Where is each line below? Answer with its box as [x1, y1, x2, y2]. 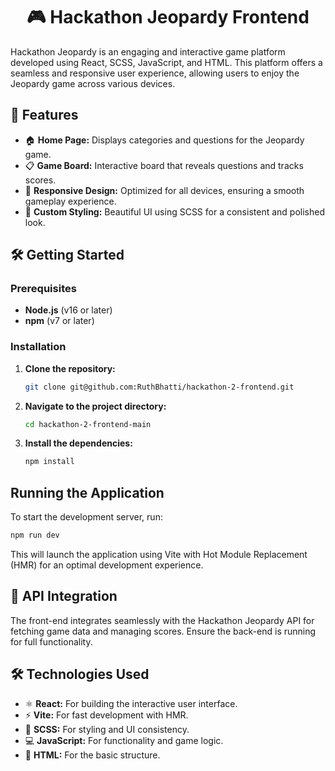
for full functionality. [10, 635, 93, 648]
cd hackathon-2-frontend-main [24, 419, 152, 429]
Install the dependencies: [24, 437, 133, 449]
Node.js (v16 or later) [24, 304, 113, 316]
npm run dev [10, 530, 60, 541]
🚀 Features [10, 107, 79, 124]
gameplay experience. [24, 195, 117, 207]
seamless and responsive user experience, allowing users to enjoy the [10, 67, 300, 79]
